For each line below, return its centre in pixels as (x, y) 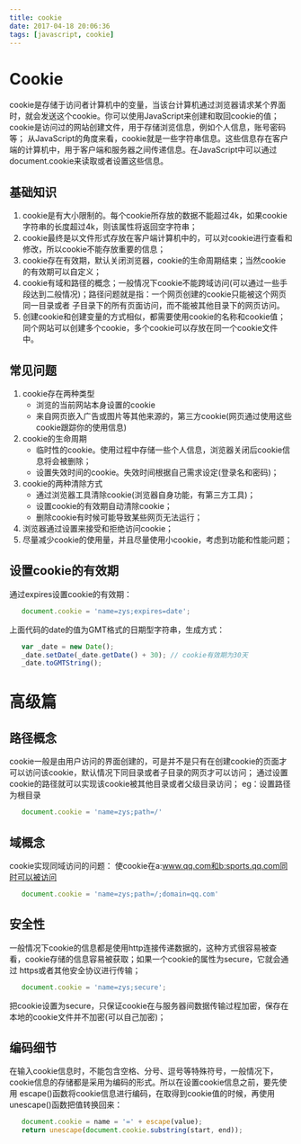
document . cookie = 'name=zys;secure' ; (94, 987)
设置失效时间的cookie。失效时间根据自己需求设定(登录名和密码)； (157, 472)
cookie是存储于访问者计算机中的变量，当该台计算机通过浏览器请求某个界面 (148, 105)
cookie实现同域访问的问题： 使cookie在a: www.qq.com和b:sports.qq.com (145, 865)
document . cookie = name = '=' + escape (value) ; (112, 1122)
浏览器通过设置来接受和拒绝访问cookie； (97, 528)
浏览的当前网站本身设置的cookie (95, 405)
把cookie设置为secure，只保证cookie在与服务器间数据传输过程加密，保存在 (149, 1005)
